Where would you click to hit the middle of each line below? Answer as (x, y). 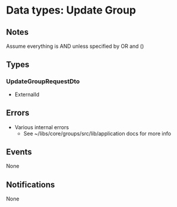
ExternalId (27, 94)
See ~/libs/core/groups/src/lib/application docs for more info (97, 133)
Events (19, 152)
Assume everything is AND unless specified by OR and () (75, 46)
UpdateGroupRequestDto (43, 81)
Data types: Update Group (71, 10)
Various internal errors (42, 127)
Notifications (31, 184)
